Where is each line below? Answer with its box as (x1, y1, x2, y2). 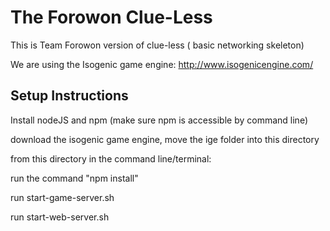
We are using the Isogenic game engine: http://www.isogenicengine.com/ (10, 58, 314, 70)
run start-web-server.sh (10, 211, 110, 223)
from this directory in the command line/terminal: (10, 152, 212, 165)
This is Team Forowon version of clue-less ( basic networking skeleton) (10, 39, 305, 51)
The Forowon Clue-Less (10, 6, 213, 29)
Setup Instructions (10, 87, 129, 105)
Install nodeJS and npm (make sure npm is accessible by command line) (10, 114, 308, 126)
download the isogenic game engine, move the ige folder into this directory (10, 133, 320, 145)
